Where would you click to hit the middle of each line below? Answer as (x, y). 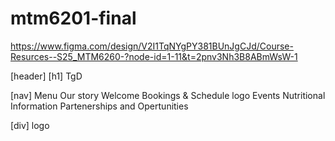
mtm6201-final (73, 18)
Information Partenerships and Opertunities (99, 106)
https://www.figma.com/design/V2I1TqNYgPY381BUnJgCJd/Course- (152, 46)
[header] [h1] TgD (46, 76)
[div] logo (30, 125)
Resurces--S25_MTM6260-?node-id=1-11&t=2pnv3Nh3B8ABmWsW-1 (154, 56)
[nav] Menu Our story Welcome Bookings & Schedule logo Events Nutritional (168, 95)
